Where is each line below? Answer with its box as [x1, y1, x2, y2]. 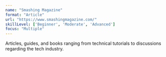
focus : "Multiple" [5, 26, 44, 32]
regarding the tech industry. [5, 46, 64, 52]
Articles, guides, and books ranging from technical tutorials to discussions [5, 40, 161, 46]
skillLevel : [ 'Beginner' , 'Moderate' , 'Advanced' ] [5, 21, 115, 27]
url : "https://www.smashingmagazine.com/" [5, 17, 97, 22]
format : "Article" [5, 12, 44, 17]
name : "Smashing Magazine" [5, 7, 63, 13]
